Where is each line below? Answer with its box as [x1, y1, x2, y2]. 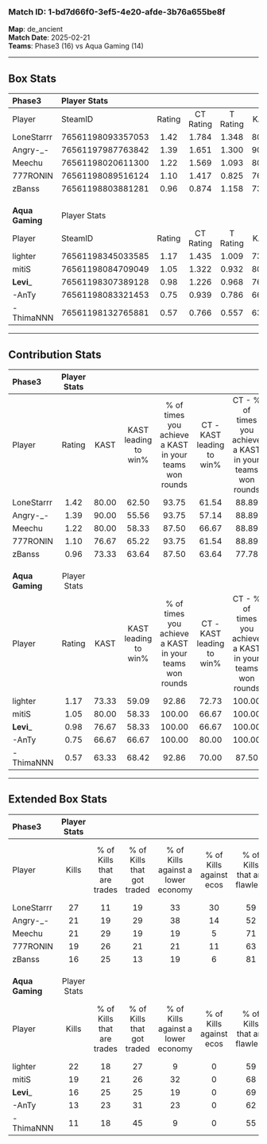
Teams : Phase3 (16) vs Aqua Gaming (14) [8, 41, 145, 51]
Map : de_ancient [8, 25, 64, 34]
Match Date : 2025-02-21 [8, 33, 91, 42]
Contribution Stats [8, 348, 102, 361]
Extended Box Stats [8, 793, 107, 806]
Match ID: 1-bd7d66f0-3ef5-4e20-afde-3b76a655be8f [8, 6, 226, 17]
